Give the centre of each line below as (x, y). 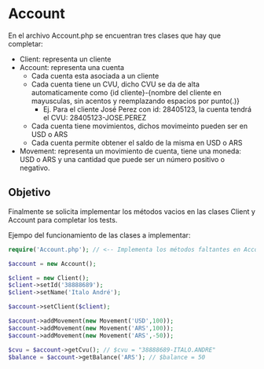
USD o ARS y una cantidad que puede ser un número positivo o (122, 159)
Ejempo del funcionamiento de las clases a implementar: (99, 235)
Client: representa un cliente (65, 59)
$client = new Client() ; (49, 278)
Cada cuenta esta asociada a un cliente (95, 76)
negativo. (35, 168)
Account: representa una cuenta (71, 67)
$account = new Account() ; (52, 264)
